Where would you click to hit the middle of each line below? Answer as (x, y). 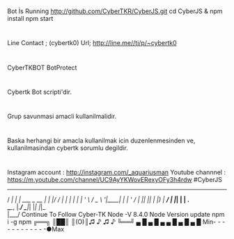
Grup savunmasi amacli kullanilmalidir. (62, 116)
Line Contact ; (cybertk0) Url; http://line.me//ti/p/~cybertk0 (92, 43)
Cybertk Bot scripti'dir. (39, 92)
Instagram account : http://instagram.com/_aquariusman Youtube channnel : (117, 172)
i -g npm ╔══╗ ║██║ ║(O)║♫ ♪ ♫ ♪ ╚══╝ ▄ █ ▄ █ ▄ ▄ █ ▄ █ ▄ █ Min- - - (116, 222)
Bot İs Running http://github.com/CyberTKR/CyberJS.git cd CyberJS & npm (115, 11)
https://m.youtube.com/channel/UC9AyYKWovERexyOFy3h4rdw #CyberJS (115, 180)
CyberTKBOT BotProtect (42, 67)
